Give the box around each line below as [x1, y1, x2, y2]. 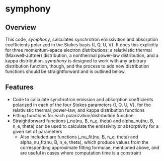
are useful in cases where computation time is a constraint [20, 149, 142, 156]
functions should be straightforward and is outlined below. [5, 68, 126, 74]
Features [5, 83, 34, 92]
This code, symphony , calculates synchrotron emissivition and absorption [5, 36, 158, 42]
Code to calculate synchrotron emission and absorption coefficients [12, 96, 153, 102]
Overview [5, 23, 37, 32]
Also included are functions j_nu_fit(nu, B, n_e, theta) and [20, 134, 138, 140]
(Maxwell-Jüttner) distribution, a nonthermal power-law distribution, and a [5, 52, 158, 58]
